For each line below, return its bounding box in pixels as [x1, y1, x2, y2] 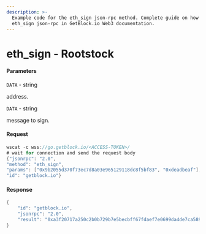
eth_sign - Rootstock [6, 47, 115, 61]
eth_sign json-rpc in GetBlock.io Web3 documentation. [12, 20, 155, 26]
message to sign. [6, 116, 50, 124]
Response [6, 186, 32, 193]
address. [6, 92, 29, 100]
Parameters [6, 67, 37, 75]
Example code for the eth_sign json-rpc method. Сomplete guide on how [12, 15, 199, 21]
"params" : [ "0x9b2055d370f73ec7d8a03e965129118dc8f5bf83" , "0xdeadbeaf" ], [6, 167, 202, 173]
